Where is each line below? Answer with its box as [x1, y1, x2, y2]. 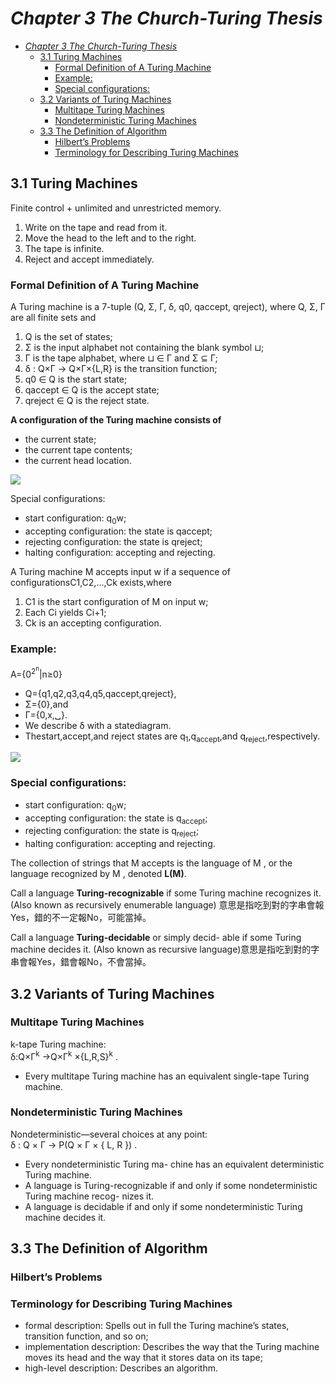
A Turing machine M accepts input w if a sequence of [10, 565, 231, 577]
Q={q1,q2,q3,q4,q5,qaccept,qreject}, [24, 687, 177, 699]
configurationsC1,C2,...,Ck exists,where [10, 576, 172, 588]
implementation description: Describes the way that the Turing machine [24, 1341, 320, 1353]
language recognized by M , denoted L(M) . [10, 868, 187, 880]
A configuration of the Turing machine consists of [10, 414, 222, 426]
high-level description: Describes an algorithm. [24, 1362, 219, 1374]
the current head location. [24, 455, 132, 467]
